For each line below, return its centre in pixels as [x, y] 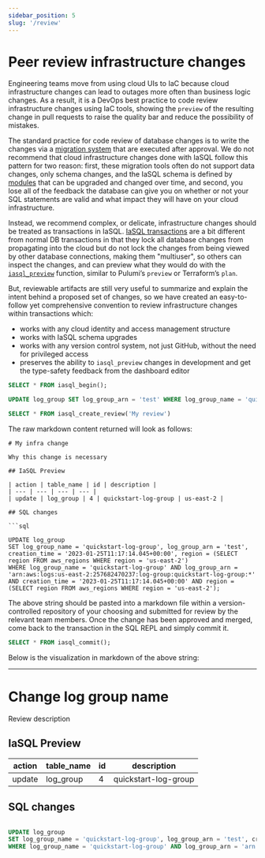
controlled [25, 611]
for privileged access [54, 354]
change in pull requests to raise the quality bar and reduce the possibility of [131, 117]
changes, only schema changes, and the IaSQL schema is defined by [120, 174]
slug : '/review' [35, 23]
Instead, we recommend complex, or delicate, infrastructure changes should [132, 223]
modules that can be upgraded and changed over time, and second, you [125, 183]
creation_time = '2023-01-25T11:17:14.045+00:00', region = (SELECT [123, 554]
